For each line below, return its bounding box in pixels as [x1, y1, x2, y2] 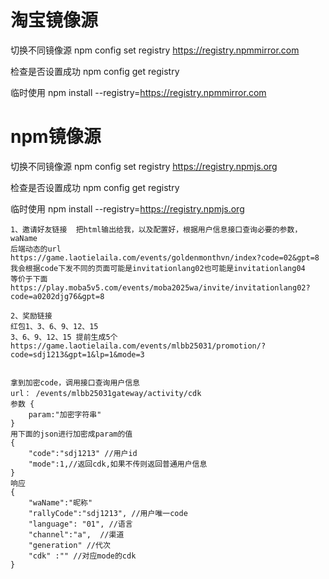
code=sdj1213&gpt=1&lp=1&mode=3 [10, 349, 145, 360]
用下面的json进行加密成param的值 [10, 429, 133, 439]
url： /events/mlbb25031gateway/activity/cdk [10, 388, 202, 398]
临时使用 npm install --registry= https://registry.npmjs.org [10, 202, 245, 215]
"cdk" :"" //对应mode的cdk [28, 551, 137, 561]
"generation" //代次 [28, 540, 111, 550]
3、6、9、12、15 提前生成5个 [10, 332, 118, 342]
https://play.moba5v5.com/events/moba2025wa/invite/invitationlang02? [10, 282, 311, 293]
